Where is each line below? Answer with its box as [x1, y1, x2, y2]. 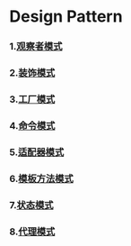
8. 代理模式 [9, 225, 56, 238]
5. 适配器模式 [9, 146, 65, 159]
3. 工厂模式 [9, 93, 56, 105]
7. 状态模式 [9, 198, 54, 211]
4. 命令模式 [9, 119, 56, 132]
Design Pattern [9, 6, 123, 27]
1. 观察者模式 [9, 41, 63, 53]
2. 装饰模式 [9, 67, 56, 79]
